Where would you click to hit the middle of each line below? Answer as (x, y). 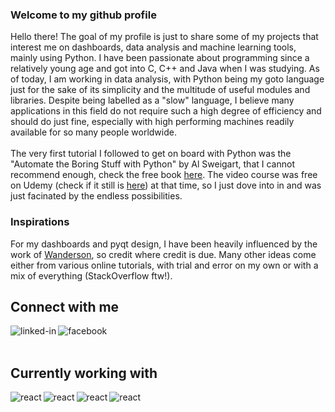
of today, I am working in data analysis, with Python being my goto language (167, 79)
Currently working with (84, 373)
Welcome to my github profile (83, 15)
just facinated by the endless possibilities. (96, 196)
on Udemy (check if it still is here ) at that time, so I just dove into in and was (166, 185)
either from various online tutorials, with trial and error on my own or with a (164, 265)
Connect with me (65, 306)
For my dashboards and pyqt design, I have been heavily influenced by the (164, 244)
